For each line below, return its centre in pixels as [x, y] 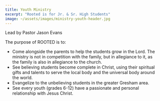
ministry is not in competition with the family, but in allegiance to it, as [82, 57]
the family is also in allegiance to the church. [57, 62]
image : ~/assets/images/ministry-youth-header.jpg [58, 19]
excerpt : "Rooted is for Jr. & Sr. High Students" [58, 14]
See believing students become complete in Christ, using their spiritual [83, 67]
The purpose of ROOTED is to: [35, 42]
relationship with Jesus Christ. [43, 93]
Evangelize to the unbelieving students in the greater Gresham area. [80, 83]
